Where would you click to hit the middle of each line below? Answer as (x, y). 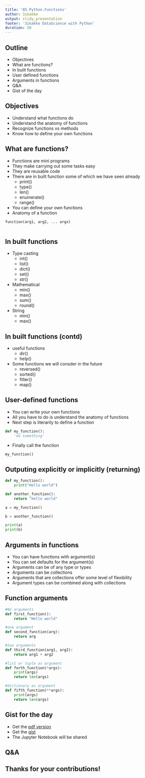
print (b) (14, 530)
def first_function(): (28, 614)
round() (27, 305)
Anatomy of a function (34, 213)
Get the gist (24, 732)
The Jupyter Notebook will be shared (49, 737)
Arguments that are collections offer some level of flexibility (72, 578)
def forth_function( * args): (34, 668)
